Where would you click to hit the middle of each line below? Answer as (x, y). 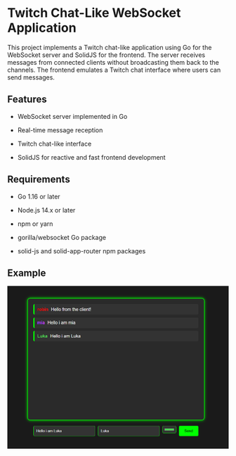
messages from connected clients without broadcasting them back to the (113, 62)
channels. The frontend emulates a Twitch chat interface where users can (114, 70)
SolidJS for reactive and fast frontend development (92, 157)
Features (27, 100)
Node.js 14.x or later (46, 210)
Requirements (39, 180)
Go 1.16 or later (39, 196)
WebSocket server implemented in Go (72, 116)
